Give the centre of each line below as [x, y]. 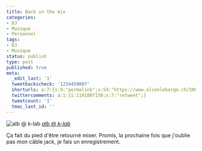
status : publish [26, 56]
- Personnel [21, 34]
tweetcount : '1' [32, 101]
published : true [26, 67]
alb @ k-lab [56, 123]
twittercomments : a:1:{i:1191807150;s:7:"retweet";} [79, 95]
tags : [13, 40]
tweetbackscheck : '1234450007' [51, 84]
